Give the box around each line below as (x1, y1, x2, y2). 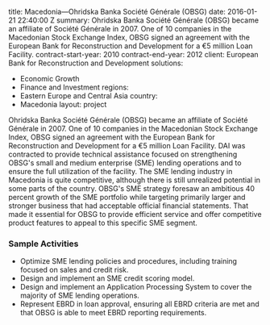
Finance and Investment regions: (19, 82, 129, 92)
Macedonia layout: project (19, 100, 107, 109)
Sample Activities (8, 238, 79, 249)
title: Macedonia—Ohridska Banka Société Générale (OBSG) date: (8, 7, 226, 16)
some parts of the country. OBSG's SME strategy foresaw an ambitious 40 (8, 184, 255, 193)
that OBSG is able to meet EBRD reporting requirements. (19, 308, 207, 318)
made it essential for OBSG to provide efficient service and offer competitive (8, 210, 262, 219)
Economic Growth (19, 74, 80, 83)
